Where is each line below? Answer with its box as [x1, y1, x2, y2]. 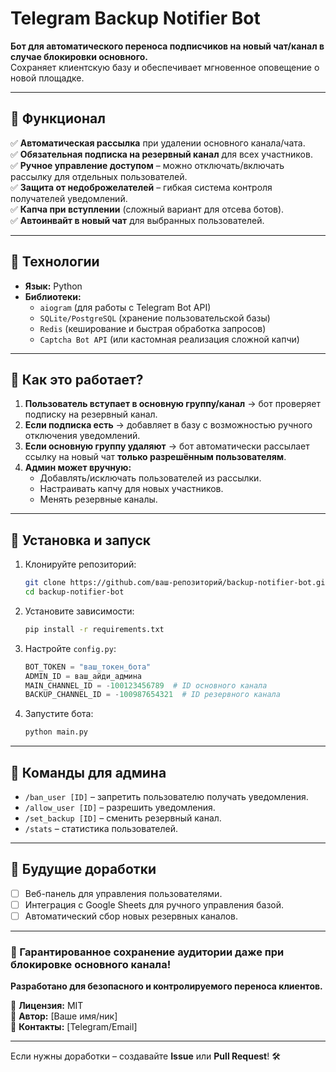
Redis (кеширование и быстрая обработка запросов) [39, 322, 267, 334]
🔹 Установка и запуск [10, 532, 151, 549]
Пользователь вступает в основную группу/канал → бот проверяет [24, 398, 322, 410]
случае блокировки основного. [10, 50, 148, 62]
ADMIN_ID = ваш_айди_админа [24, 671, 142, 681]
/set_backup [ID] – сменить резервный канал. [24, 812, 222, 824]
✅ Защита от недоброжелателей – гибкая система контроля [10, 181, 273, 193]
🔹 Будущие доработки [10, 861, 157, 878]
